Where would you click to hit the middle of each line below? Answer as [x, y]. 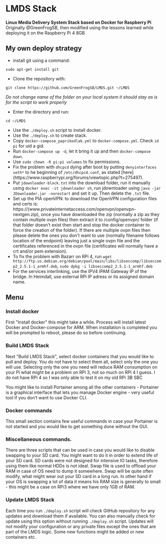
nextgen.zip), [26, 214]
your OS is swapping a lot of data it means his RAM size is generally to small [83, 482]
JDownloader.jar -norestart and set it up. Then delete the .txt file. [81, 193]
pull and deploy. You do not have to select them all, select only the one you [82, 362]
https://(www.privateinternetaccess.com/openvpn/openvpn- [74, 209]
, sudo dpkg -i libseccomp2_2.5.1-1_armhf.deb [105, 266]
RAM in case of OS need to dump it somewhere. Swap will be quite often [80, 471]
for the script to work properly [36, 102]
